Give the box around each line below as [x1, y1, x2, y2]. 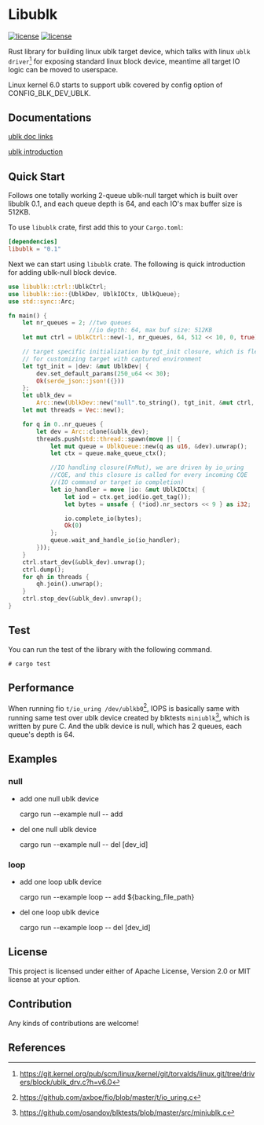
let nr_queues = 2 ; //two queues [22, 319, 132, 327]
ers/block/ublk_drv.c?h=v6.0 [19, 1078, 112, 1087]
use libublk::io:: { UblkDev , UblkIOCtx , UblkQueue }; [8, 290, 181, 298]
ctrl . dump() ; [22, 566, 65, 573]
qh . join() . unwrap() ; [36, 580, 104, 588]
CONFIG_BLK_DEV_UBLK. [8, 88, 91, 97]
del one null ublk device [19, 824, 97, 834]
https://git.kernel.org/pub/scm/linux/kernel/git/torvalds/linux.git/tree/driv [19, 1069, 255, 1079]
